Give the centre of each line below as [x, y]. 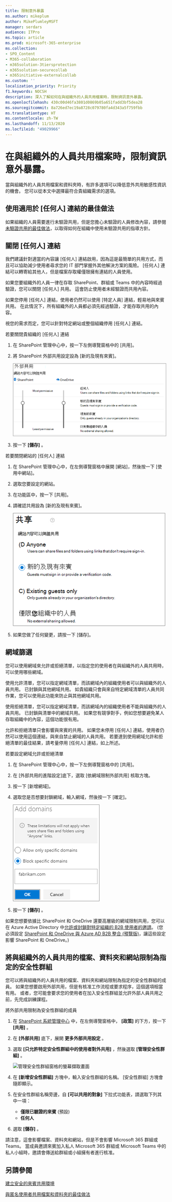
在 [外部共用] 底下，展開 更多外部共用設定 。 [59, 1038]
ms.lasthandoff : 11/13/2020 [35, 124]
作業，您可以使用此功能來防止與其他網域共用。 [54, 695]
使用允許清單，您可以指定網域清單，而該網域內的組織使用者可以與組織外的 [83, 683]
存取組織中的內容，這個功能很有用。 [43, 719]
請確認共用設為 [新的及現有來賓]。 [48, 505]
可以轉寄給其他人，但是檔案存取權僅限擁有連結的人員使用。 [72, 272]
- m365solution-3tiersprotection [41, 65]
